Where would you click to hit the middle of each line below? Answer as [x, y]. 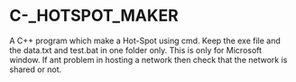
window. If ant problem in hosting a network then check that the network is [148, 59]
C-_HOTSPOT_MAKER [94, 16]
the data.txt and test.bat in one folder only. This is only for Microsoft [136, 50]
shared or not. [36, 69]
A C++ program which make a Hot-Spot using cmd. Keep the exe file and [145, 41]
